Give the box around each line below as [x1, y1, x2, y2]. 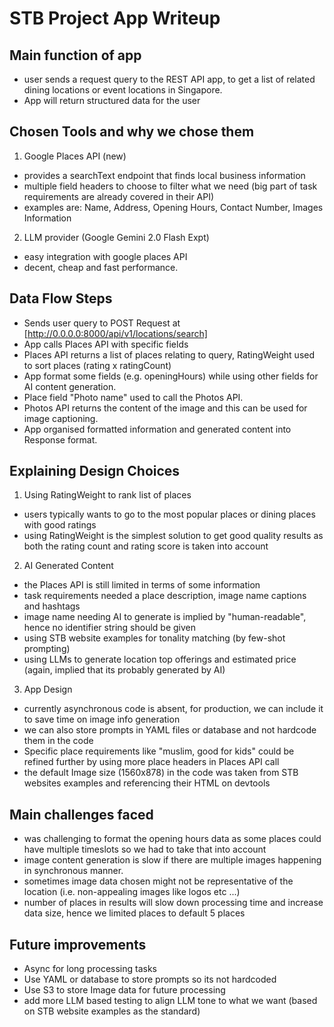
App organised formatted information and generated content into [23, 423, 292, 435]
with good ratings [23, 519, 97, 531]
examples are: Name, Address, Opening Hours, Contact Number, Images [23, 201, 324, 213]
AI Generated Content [23, 560, 114, 572]
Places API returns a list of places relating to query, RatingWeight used [23, 348, 316, 361]
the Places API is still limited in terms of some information [23, 579, 261, 591]
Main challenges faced [9, 806, 154, 823]
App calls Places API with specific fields [23, 338, 189, 350]
